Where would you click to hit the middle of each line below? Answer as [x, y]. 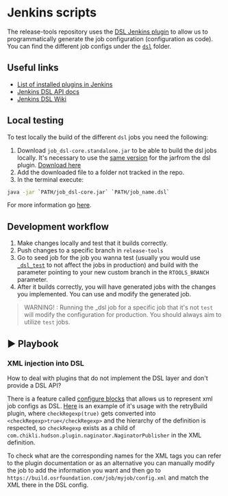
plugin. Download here [49, 165]
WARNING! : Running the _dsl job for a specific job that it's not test [118, 307]
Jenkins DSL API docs [48, 91]
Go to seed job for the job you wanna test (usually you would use [109, 258]
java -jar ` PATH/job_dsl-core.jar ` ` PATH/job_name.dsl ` [88, 192]
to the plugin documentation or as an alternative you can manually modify [111, 463]
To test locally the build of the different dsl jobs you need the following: [108, 137]
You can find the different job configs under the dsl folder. [89, 46]
